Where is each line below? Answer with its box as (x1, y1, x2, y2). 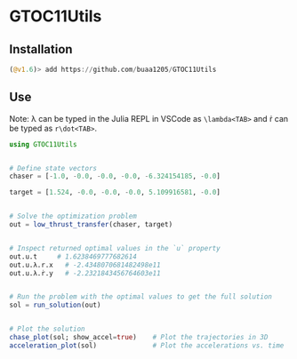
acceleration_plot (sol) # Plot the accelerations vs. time (9, 340, 285, 350)
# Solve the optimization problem (9, 211, 138, 221)
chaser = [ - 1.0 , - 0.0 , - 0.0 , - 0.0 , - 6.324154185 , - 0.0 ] (9, 172, 221, 181)
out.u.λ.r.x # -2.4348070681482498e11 (9, 260, 162, 269)
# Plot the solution (9, 324, 86, 334)
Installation (9, 42, 73, 57)
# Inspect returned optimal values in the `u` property (9, 243, 221, 252)
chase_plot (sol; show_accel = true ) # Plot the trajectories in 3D (9, 333, 269, 342)
